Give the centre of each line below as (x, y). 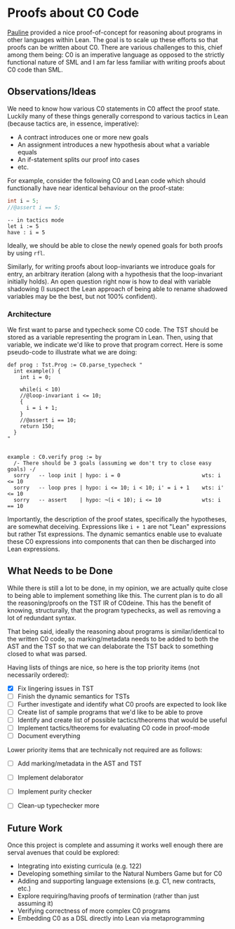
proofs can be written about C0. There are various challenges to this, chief (115, 47)
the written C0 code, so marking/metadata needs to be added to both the (113, 639)
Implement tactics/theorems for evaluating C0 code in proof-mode (114, 728)
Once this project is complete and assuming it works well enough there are (115, 845)
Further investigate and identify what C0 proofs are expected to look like (122, 704)
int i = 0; (36, 377)
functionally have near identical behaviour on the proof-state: (96, 188)
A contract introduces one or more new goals (83, 137)
